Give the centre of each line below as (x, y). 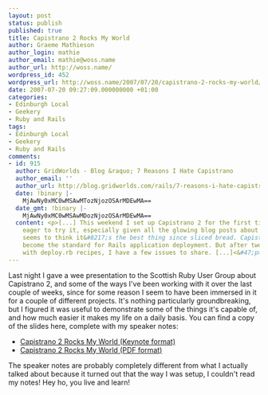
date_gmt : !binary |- (51, 208)
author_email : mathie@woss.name (62, 61)
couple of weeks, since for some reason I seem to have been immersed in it (132, 292)
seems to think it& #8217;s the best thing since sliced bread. (130, 238)
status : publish (35, 23)
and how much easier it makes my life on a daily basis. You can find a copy (132, 317)
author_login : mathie (44, 53)
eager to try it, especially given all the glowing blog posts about (141, 231)
